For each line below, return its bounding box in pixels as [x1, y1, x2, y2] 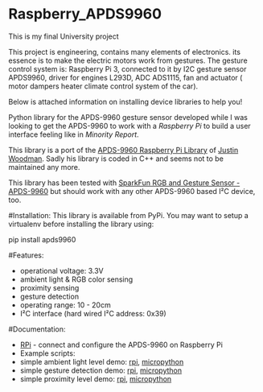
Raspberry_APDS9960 [8, 5, 162, 23]
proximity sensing [19, 283, 80, 292]
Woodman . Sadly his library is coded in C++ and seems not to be [8, 154, 224, 163]
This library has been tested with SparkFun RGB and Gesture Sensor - [8, 178, 240, 188]
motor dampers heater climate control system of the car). [8, 81, 199, 91]
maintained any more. [8, 162, 80, 171]
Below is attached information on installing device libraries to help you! [8, 97, 243, 106]
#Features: [8, 250, 44, 260]
